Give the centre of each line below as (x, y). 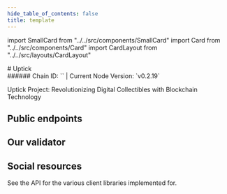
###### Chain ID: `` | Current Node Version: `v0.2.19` (84, 76)
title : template (31, 20)
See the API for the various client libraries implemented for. (92, 183)
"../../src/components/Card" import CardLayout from (82, 47)
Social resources (45, 166)
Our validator (37, 143)
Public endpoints (45, 118)
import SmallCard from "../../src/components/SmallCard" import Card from (114, 40)
